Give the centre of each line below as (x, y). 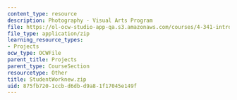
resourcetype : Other (38, 73)
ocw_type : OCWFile (34, 54)
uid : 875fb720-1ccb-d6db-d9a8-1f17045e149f (72, 86)
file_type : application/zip (49, 33)
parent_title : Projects (42, 60)
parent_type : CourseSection (49, 66)
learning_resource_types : (45, 40)
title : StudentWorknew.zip (47, 79)
